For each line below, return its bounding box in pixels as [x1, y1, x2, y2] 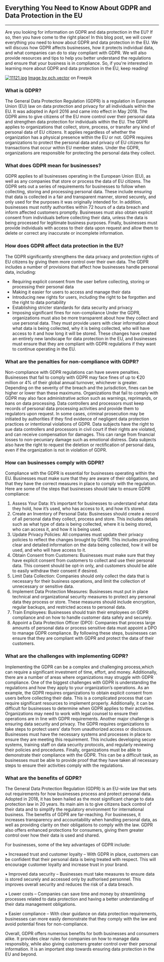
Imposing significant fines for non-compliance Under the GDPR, [12, 309, 141, 315]
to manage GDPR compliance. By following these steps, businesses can [12, 630, 157, 636]
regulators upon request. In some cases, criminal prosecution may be [5, 411, 145, 416]
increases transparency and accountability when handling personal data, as [5, 817, 158, 822]
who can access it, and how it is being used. [12, 527, 102, 532]
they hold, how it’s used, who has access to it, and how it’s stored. [12, 506, 145, 512]
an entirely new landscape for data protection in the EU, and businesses [12, 335, 157, 341]
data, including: [5, 269, 37, 275]
